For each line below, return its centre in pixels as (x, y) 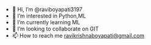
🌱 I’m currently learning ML (46, 22)
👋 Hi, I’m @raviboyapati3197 (47, 9)
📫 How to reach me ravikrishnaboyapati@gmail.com (78, 36)
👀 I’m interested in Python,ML (49, 16)
